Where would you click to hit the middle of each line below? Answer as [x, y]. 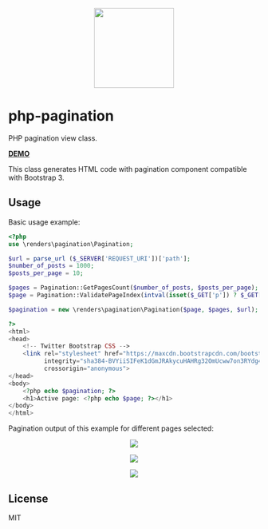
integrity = [62, 361]
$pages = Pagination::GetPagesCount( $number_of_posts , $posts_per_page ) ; [134, 288]
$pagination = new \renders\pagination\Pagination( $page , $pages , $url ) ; [134, 309]
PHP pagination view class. [53, 138]
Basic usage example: [44, 222]
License [28, 498]
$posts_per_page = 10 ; [46, 273]
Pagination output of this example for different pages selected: [111, 428]
